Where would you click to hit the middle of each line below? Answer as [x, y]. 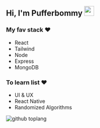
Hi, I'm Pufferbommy [44, 13]
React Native [30, 101]
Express [24, 61]
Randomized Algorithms [43, 107]
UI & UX [24, 95]
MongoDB [26, 67]
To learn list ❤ [27, 82]
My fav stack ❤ [28, 30]
